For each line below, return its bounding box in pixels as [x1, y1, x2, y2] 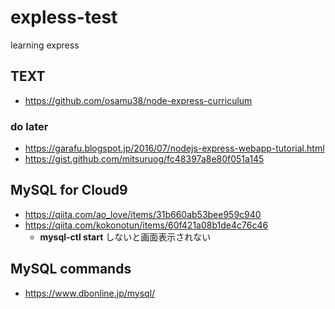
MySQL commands [10, 261, 132, 278]
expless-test [10, 6, 118, 29]
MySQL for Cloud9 [10, 182, 128, 199]
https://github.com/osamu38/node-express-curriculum [24, 94, 253, 106]
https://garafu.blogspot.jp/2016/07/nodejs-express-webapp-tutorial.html [24, 142, 325, 155]
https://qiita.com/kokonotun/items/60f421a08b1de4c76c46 [24, 219, 269, 231]
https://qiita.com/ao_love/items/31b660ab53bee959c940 [24, 208, 262, 220]
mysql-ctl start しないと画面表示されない [39, 231, 212, 243]
